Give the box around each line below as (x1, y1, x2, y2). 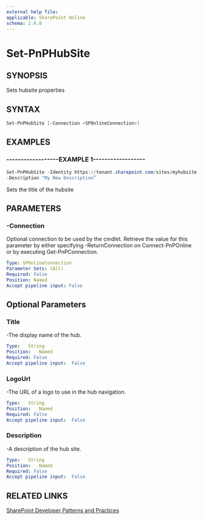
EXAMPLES (6, 137, 50, 148)
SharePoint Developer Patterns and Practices (6, 507, 120, 514)
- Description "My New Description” (6, 174, 97, 181)
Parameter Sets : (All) (6, 265, 64, 272)
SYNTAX (6, 104, 41, 114)
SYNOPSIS (6, 70, 48, 81)
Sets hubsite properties (6, 86, 65, 94)
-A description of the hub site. (6, 445, 81, 453)
